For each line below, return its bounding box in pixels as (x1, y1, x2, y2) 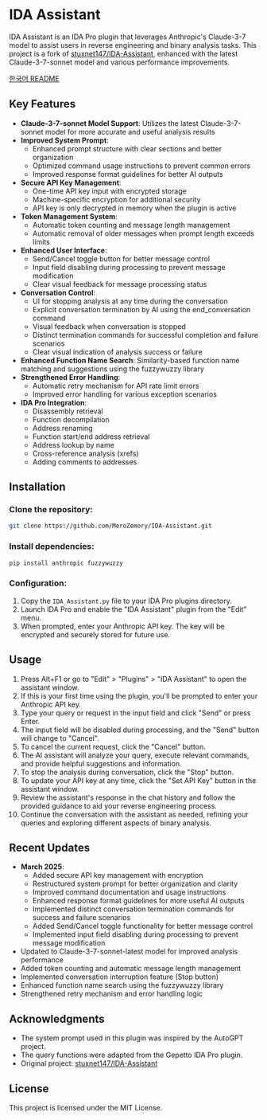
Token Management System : (20, 211, 118, 221)
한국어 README (9, 73, 60, 83)
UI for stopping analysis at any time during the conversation (32, 296, 229, 306)
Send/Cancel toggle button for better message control (32, 253, 210, 264)
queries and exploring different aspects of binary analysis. (20, 818, 211, 828)
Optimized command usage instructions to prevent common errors (32, 161, 251, 170)
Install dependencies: (9, 541, 95, 552)
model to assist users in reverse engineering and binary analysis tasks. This (9, 40, 257, 49)
